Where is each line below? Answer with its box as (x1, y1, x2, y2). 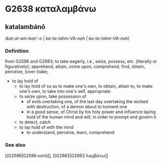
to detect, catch (19, 119, 51, 125)
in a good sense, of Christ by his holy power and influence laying (26, 109, 156, 115)
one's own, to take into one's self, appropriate (19, 89, 111, 94)
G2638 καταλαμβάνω (5, 3, 97, 15)
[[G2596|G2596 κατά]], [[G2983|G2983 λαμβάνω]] (5, 152, 109, 158)
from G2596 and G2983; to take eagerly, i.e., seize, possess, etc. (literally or (5, 59, 157, 64)
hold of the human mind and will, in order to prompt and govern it (26, 114, 156, 120)
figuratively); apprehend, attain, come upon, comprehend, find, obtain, (5, 64, 146, 70)
